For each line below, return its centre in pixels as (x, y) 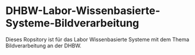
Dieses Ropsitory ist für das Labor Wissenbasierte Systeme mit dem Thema (97, 39)
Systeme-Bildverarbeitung (72, 23)
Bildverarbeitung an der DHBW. (43, 46)
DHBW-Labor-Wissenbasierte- (83, 11)
